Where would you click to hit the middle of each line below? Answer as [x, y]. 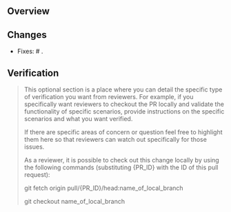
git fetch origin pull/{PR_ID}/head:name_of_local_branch [104, 188]
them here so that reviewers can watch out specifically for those [115, 140]
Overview [29, 11]
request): [37, 175]
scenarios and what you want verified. [78, 119]
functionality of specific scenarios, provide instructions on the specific [124, 112]
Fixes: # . [30, 52]
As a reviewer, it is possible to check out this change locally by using [121, 160]
